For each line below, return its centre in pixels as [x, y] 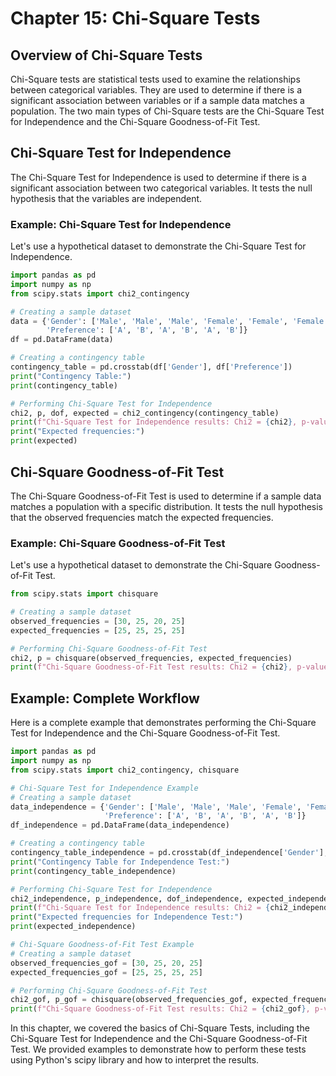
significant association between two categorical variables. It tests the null [161, 188]
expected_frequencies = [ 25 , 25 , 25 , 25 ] [98, 630]
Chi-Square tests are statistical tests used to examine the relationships [155, 79]
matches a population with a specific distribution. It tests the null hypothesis [167, 506]
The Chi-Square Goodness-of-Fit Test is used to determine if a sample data [166, 496]
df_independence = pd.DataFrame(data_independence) [120, 825]
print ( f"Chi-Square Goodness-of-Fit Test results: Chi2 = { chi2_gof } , [160, 1009]
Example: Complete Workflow [105, 698]
